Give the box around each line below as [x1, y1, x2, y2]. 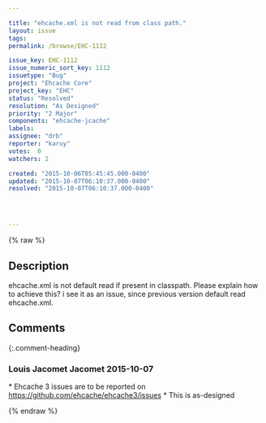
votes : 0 [8, 147, 42, 155]
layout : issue [8, 26, 57, 35]
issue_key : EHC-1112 [8, 56, 79, 65]
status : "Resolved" [8, 94, 75, 102]
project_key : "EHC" [8, 86, 75, 94]
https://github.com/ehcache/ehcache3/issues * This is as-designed [8, 390, 235, 400]
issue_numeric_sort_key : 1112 [8, 64, 111, 72]
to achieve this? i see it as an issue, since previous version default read [8, 289, 246, 299]
